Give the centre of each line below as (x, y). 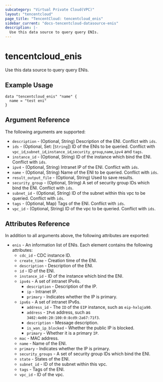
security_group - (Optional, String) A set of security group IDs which (81, 182)
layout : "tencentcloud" (29, 14)
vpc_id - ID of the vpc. (42, 375)
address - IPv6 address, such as (59, 312)
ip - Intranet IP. (42, 292)
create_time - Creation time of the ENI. (58, 261)
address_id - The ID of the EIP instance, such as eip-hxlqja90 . (89, 307)
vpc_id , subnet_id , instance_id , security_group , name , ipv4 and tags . (77, 151)
